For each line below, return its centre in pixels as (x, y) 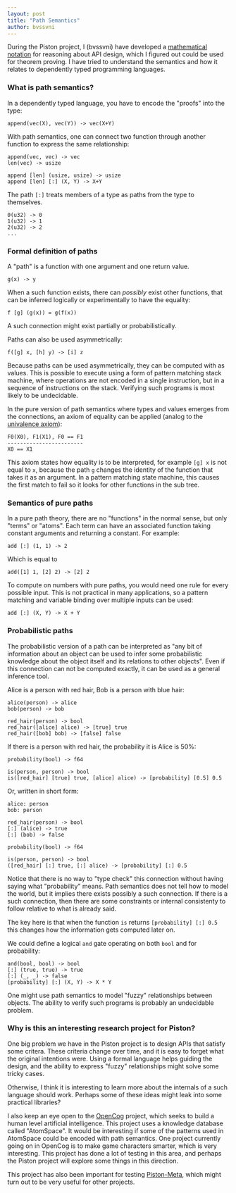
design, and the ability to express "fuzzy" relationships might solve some (113, 1066)
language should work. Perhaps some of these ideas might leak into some (114, 1094)
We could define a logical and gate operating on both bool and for (102, 943)
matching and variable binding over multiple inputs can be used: (100, 600)
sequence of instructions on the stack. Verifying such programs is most (111, 387)
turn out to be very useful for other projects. (71, 1182)
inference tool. (28, 676)
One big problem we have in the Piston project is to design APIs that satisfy (116, 1044)
